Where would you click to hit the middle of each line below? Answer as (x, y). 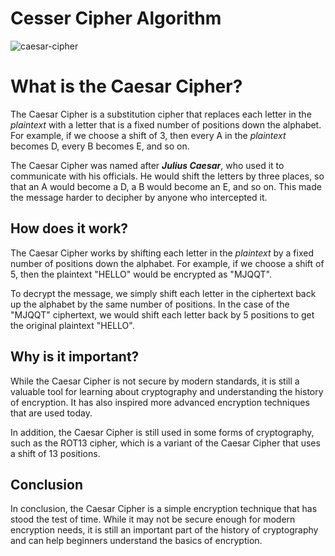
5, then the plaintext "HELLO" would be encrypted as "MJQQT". (141, 274)
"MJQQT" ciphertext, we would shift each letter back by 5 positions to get (162, 314)
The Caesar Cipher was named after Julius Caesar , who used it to (147, 165)
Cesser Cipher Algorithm (116, 18)
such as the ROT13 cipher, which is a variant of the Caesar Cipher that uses (165, 443)
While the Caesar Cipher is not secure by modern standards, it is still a (155, 381)
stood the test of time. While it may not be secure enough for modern (153, 519)
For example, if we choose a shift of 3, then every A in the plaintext (148, 135)
